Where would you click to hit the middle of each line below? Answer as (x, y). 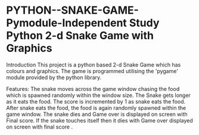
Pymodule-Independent (66, 23)
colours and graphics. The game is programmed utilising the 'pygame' (92, 71)
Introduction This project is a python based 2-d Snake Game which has (94, 65)
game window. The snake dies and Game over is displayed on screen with (97, 114)
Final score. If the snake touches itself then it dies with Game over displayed (99, 120)
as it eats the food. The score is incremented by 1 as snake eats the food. (96, 101)
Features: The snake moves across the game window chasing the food (93, 89)
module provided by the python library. (54, 77)
